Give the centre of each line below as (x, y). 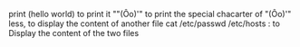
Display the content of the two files (74, 33)
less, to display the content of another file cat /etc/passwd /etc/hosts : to (144, 23)
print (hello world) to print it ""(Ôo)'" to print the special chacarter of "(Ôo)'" (150, 14)
